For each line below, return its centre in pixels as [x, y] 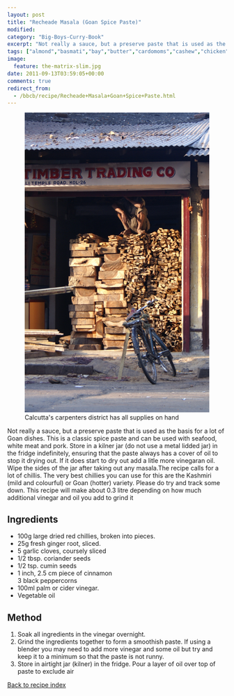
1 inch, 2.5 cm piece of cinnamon [65, 573]
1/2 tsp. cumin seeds [47, 566]
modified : [22, 29]
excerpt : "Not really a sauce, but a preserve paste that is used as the [117, 44]
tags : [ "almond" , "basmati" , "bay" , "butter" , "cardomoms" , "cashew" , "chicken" [118, 52]
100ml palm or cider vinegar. [58, 588]
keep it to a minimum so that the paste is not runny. [91, 657]
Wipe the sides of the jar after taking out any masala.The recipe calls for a [113, 468]
